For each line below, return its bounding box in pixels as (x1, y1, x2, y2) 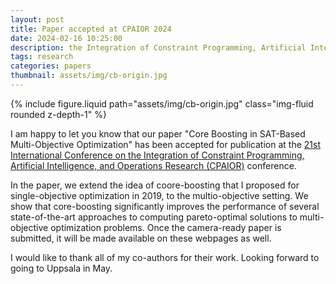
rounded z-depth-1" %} (10, 108, 107, 120)
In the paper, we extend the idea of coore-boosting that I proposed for (10, 179, 300, 191)
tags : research (10, 52, 74, 62)
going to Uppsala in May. (10, 262, 113, 274)
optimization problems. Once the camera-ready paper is (50, 221, 282, 233)
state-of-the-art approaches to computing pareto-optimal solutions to (10, 211, 298, 223)
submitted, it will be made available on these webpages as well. (10, 232, 272, 244)
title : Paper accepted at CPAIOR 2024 (10, 24, 172, 34)
